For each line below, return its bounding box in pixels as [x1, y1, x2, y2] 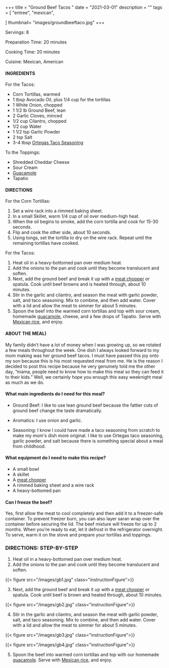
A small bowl [12, 466, 39, 472]
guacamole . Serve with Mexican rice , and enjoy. [12, 657, 112, 663]
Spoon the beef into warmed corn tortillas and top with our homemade [12, 651, 159, 657]
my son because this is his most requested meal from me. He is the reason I [5, 358, 163, 364]
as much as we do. [5, 379, 44, 385]
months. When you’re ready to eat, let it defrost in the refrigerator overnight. [5, 526, 164, 532]
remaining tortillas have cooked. [12, 240, 79, 246]
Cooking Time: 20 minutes [5, 49, 61, 55]
